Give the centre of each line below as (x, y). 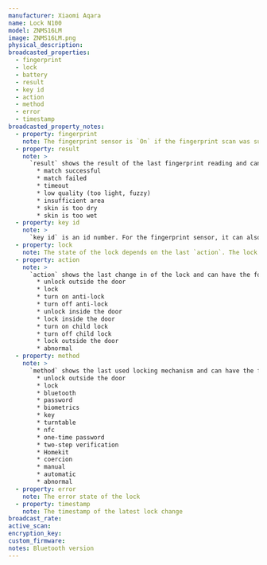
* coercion (55, 460)
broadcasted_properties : (49, 53)
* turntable (57, 423)
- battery (31, 75)
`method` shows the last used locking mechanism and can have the (141, 371)
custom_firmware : (37, 541)
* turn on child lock (73, 326)
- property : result (48, 149)
